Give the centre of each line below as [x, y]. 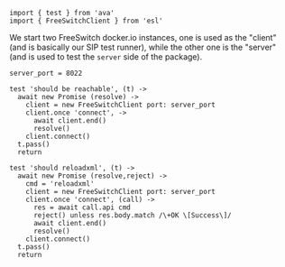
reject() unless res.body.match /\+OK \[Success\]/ [132, 216]
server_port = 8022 [46, 73]
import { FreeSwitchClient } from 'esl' [87, 21]
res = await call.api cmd [82, 207]
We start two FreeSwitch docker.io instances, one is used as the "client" [143, 37]
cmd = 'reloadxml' [60, 184]
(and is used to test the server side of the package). [106, 57]
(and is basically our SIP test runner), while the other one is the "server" [143, 47]
